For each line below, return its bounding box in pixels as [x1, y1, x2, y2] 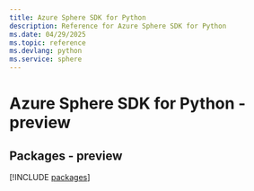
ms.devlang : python [9, 47, 83, 56]
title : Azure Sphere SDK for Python [9, 13, 146, 22]
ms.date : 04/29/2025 [9, 30, 87, 39]
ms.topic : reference [9, 38, 87, 48]
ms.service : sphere [9, 55, 83, 64]
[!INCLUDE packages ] [9, 172, 91, 182]
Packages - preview [9, 148, 123, 163]
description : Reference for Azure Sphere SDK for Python [9, 22, 227, 30]
